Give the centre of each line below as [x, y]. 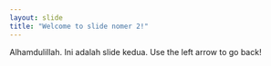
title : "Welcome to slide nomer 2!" [79, 26]
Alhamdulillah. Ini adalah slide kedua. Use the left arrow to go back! [135, 52]
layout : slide [36, 18]
